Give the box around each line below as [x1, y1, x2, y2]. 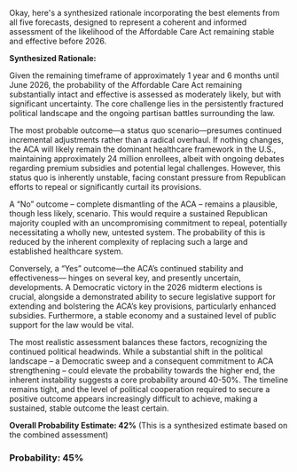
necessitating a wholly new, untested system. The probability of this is [9, 227, 266, 238]
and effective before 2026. [9, 35, 107, 46]
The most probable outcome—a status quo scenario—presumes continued [9, 125, 282, 136]
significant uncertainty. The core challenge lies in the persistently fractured [9, 98, 284, 109]
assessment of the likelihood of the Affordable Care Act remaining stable [9, 27, 275, 36]
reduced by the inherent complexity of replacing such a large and [9, 237, 248, 247]
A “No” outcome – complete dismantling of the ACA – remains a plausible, [9, 199, 277, 209]
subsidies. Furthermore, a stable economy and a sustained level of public [9, 311, 277, 320]
